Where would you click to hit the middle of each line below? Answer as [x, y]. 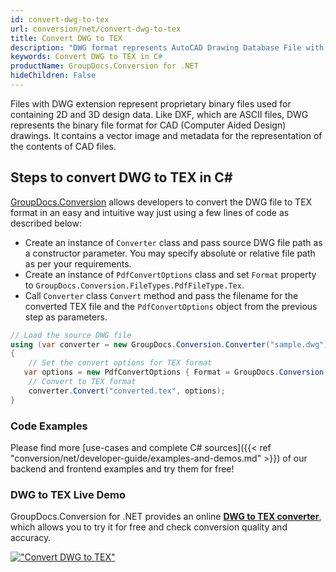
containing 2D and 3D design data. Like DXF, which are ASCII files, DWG [159, 114]
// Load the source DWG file [71, 335]
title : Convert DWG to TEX [66, 38]
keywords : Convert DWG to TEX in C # [86, 57]
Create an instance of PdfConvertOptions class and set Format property [170, 274]
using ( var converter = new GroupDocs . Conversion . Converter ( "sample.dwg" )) [171, 344]
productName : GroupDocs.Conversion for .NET [104, 66]
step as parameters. [66, 317]
